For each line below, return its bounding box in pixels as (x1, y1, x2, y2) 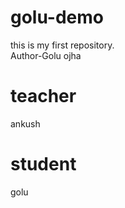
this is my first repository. (10, 39, 115, 51)
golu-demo (10, 6, 105, 29)
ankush (10, 117, 41, 130)
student (10, 153, 77, 176)
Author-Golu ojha (10, 49, 82, 61)
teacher (10, 85, 77, 108)
